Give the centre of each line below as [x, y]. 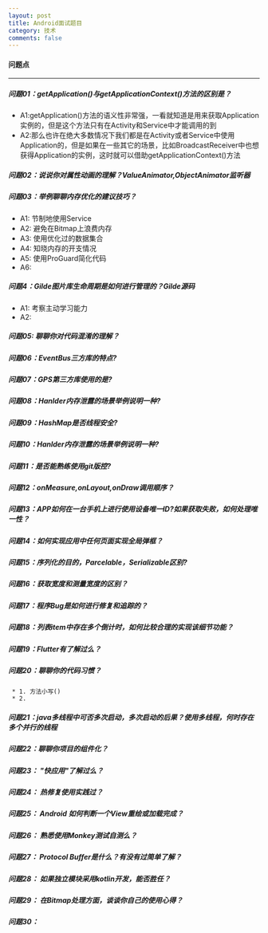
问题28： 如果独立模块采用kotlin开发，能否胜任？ [90, 879]
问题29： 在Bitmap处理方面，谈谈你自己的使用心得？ [96, 900]
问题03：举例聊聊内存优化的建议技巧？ [73, 197]
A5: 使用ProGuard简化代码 [63, 258]
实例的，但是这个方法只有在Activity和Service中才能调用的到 [118, 125]
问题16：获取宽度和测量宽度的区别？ [68, 584]
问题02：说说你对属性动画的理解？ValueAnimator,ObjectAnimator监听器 [129, 175]
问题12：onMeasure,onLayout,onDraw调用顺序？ [91, 487]
